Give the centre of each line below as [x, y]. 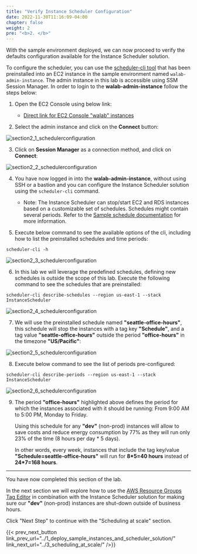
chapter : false [25, 22]
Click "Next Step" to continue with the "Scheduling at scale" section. [89, 521]
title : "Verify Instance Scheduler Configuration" [69, 11]
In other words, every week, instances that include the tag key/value [97, 450]
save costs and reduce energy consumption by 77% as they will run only [102, 432]
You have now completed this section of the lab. [64, 479]
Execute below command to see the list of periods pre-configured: [95, 364]
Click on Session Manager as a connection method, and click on [93, 150]
